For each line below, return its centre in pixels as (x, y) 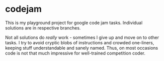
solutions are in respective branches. (43, 28)
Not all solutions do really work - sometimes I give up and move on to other (82, 37)
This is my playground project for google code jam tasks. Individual (74, 23)
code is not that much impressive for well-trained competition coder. (75, 53)
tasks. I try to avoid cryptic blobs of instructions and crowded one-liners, (80, 42)
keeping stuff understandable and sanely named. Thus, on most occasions (82, 48)
